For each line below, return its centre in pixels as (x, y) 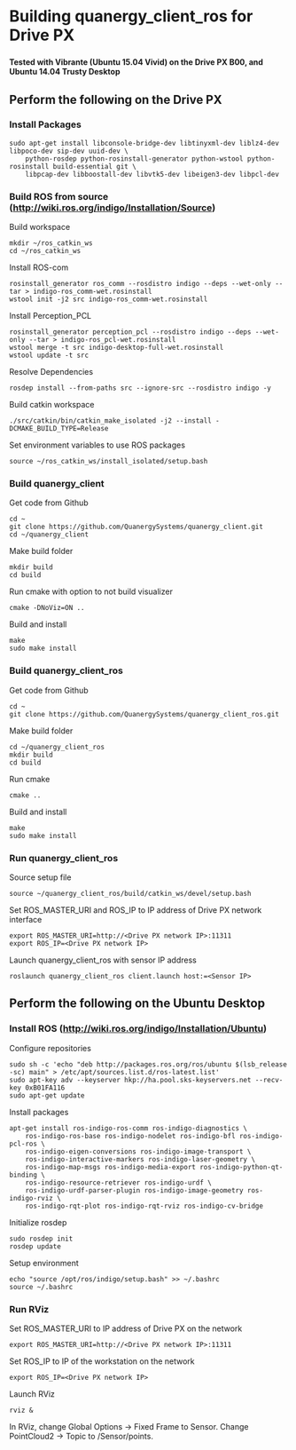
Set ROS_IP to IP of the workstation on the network (102, 1361)
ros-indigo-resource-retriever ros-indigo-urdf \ (119, 1183)
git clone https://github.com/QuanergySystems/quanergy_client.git (136, 527)
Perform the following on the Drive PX (116, 99)
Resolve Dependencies (51, 372)
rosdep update (35, 1246)
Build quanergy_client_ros (66, 670)
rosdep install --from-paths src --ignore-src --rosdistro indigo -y (140, 388)
